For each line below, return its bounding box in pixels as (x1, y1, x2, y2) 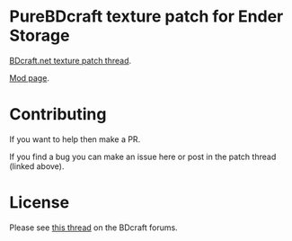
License (9, 192, 70, 213)
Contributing (9, 104, 107, 125)
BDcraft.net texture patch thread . (9, 55, 132, 66)
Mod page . (9, 72, 49, 83)
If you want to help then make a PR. (9, 133, 141, 145)
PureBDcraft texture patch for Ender (9, 6, 284, 27)
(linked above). (9, 160, 65, 172)
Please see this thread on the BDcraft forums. (9, 222, 178, 233)
